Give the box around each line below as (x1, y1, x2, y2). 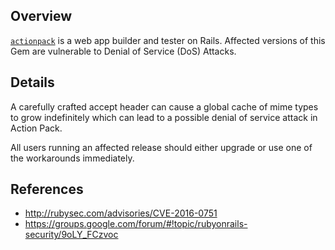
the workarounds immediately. (10, 152, 135, 164)
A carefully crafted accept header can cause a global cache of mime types (10, 100, 319, 113)
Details (10, 74, 55, 91)
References (10, 181, 84, 198)
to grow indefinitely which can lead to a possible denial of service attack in (10, 111, 318, 123)
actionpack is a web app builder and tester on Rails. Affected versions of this (10, 34, 326, 46)
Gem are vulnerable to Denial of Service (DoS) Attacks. (10, 45, 237, 57)
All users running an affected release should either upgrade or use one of (10, 141, 313, 153)
